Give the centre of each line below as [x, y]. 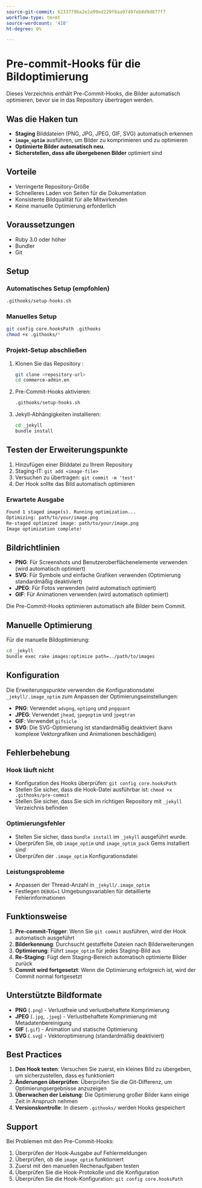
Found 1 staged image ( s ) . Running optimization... [71, 512]
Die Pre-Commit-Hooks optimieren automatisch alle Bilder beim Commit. [96, 606]
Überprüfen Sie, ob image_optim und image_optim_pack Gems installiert [102, 843]
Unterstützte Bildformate [54, 995]
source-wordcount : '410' [37, 23]
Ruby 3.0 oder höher [40, 239]
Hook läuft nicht [30, 770]
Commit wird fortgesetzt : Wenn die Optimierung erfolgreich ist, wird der [105, 970]
